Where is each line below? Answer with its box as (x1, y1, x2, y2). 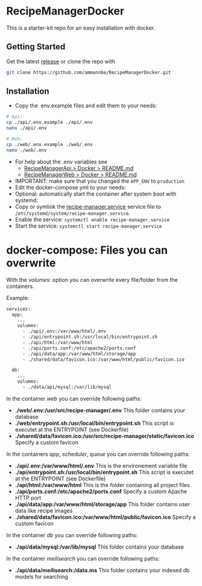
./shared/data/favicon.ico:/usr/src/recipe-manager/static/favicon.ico (14, 432, 194, 439)
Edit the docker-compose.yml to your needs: (14, 183, 126, 191)
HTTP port (14, 494, 42, 502)
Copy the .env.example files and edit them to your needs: (14, 102, 157, 109)
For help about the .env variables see (14, 158, 107, 165)
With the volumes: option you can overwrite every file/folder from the (6, 276, 178, 283)
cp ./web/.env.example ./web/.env (6, 141, 93, 147)
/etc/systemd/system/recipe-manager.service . (14, 209, 131, 217)
